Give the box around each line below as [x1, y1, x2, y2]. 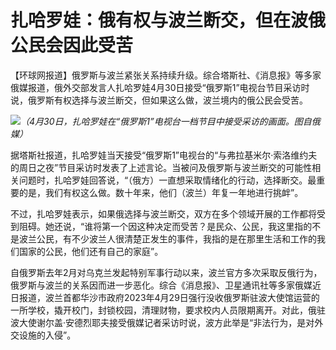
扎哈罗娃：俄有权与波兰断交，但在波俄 [10, 9, 327, 32]
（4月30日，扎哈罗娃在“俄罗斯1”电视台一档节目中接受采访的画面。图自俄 [20, 115, 321, 127]
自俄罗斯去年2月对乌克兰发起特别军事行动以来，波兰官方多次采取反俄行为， [10, 266, 323, 278]
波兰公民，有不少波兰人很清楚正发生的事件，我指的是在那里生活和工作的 [18, 232, 317, 245]
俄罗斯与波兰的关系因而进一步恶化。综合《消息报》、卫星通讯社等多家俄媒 [10, 279, 313, 291]
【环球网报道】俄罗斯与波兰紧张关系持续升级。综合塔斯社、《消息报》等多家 [10, 69, 322, 81]
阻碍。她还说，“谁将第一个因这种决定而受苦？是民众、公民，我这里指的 [18, 220, 313, 232]
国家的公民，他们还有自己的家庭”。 [18, 245, 164, 257]
